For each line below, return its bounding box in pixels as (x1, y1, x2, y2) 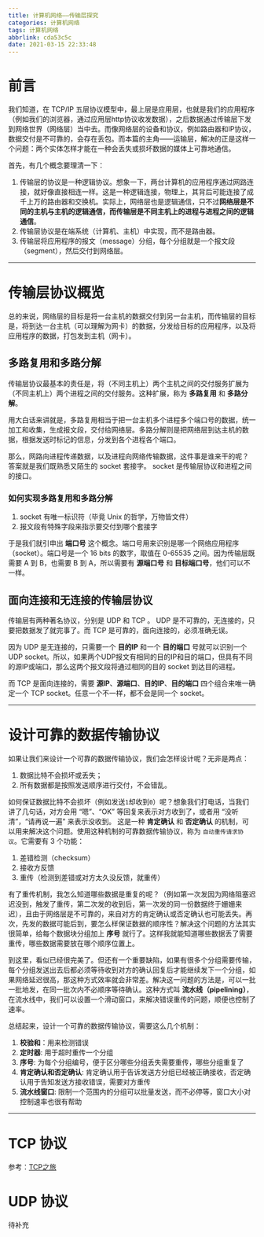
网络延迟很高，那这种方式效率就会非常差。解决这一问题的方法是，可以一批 (14, 974, 256, 984)
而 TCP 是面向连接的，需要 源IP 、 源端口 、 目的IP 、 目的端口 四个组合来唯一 (8, 678, 249, 688)
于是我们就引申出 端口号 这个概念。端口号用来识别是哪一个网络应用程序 (8, 539, 240, 548)
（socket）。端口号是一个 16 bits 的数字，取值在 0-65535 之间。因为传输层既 (8, 548, 255, 558)
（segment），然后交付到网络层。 (19, 246, 128, 256)
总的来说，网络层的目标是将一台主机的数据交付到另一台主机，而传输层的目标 (8, 311, 256, 321)
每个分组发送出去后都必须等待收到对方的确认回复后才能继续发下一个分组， (8, 965, 249, 974)
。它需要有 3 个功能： (13, 836, 85, 845)
